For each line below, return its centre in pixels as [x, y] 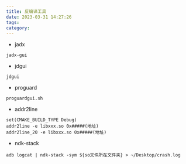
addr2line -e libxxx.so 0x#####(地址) [52, 127]
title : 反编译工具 [26, 11]
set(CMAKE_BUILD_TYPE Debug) [42, 120]
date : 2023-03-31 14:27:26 [39, 17]
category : [18, 28]
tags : [13, 22]
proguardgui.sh [25, 98]
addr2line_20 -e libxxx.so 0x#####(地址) [56, 132]
